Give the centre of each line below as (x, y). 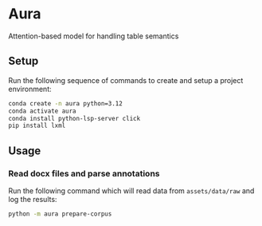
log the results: (33, 199)
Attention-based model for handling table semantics (94, 36)
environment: (30, 89)
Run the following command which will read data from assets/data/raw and (131, 190)
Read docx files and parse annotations (84, 173)
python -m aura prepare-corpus (60, 214)
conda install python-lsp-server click (74, 118)
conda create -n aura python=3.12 (66, 103)
